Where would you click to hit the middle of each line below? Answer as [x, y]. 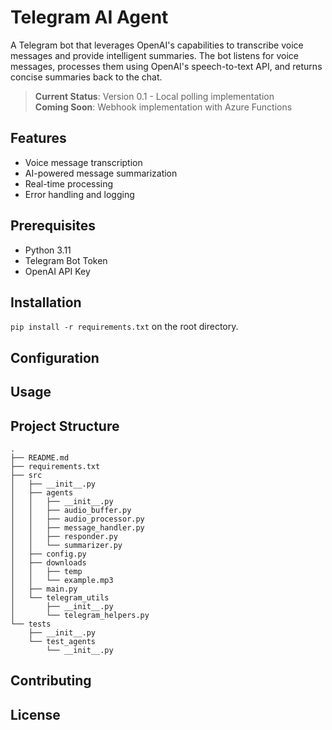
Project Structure [65, 426]
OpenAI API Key [57, 271]
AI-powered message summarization [101, 173]
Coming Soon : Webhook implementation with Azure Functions [163, 107]
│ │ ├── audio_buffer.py [71, 510]
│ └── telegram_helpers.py [80, 615]
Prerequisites [53, 226]
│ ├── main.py [44, 589]
